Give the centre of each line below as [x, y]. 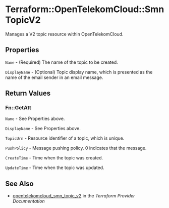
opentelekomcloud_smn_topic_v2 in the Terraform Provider [74, 196]
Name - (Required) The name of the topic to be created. [62, 62]
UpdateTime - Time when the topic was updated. [55, 168]
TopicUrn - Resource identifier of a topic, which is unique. [65, 138]
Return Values [28, 93]
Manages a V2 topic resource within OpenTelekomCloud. [64, 34]
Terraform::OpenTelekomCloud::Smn [85, 9]
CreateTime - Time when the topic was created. [54, 158]
